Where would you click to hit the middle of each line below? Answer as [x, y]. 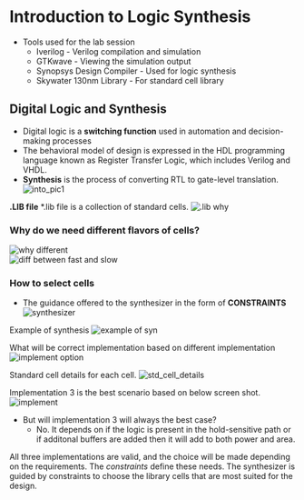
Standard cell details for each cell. [73, 375]
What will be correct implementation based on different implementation [142, 348]
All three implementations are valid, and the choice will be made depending [150, 457]
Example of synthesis [49, 330]
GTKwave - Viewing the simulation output [113, 61]
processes [72, 140]
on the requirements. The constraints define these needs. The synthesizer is [152, 466]
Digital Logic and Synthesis [88, 110]
